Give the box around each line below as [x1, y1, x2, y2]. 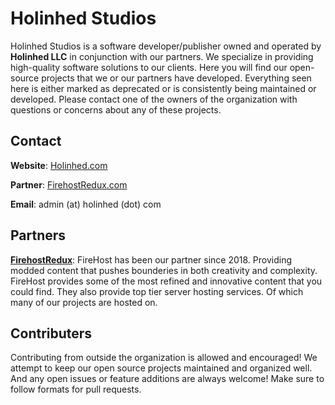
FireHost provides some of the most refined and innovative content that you [10, 275, 323, 287]
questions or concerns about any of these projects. [10, 103, 222, 116]
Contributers [10, 325, 93, 342]
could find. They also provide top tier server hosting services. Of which [10, 285, 304, 297]
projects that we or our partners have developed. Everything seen [41, 72, 312, 84]
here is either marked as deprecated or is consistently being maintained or [10, 82, 317, 94]
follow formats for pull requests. [10, 383, 142, 396]
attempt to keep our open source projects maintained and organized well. [10, 362, 313, 374]
